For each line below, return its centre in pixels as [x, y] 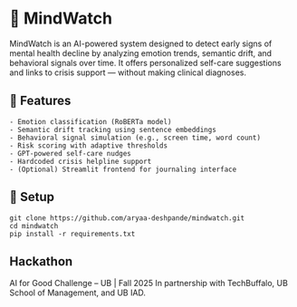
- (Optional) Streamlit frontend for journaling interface [123, 169]
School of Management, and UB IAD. [78, 293]
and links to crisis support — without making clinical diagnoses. [128, 72]
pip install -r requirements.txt [72, 234]
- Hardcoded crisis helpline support [81, 161]
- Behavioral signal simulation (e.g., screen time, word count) [135, 138]
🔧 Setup [32, 197]
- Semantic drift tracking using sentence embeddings [113, 130]
